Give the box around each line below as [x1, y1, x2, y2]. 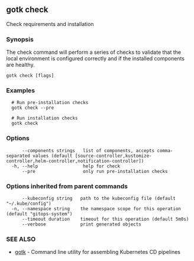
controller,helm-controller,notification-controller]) [6, 158, 144, 164]
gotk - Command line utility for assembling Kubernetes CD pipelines [14, 249, 180, 256]
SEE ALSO [6, 235, 36, 243]
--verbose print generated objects [21, 221, 142, 227]
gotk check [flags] [6, 73, 54, 79]
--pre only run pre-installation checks [21, 168, 168, 174]
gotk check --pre [11, 105, 54, 111]
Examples [6, 86, 35, 95]
